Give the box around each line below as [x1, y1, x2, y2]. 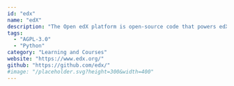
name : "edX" [7, 17, 42, 24]
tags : [7, 29, 23, 37]
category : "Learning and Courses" [7, 49, 108, 56]
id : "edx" [7, 10, 36, 17]
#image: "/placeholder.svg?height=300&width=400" [7, 68, 155, 75]
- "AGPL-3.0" [13, 36, 52, 43]
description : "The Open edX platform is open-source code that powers [7, 23, 217, 30]
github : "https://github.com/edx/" [7, 62, 111, 69]
